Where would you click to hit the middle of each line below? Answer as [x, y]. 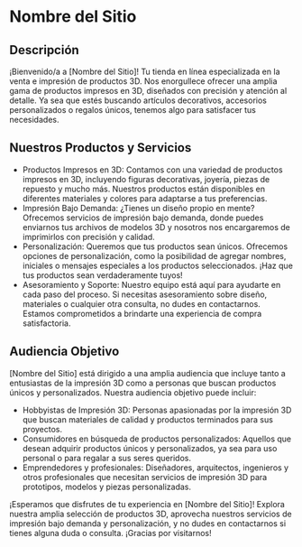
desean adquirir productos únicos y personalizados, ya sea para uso [150, 448]
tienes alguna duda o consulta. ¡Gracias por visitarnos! [110, 533]
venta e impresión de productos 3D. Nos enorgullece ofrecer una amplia [143, 81]
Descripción [44, 50]
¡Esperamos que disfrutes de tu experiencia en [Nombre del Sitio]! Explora [147, 504]
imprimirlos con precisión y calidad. [88, 236]
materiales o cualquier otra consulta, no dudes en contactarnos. [142, 303]
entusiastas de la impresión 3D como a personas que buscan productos [143, 383]
